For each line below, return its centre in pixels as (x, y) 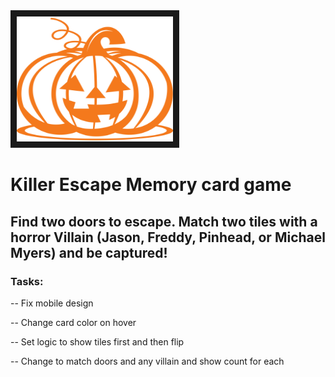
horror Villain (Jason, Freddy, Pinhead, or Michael (168, 237)
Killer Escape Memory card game (151, 185)
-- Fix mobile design (52, 303)
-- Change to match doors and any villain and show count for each (147, 361)
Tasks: (27, 281)
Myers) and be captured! (89, 252)
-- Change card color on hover (73, 322)
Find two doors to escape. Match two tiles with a (164, 221)
